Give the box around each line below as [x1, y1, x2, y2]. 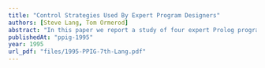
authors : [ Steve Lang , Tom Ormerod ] [8, 19, 129, 27]
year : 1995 [8, 41, 44, 48]
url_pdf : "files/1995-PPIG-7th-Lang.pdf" [8, 48, 147, 55]
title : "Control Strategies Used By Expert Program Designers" [8, 11, 221, 20]
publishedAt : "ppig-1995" [8, 33, 93, 41]
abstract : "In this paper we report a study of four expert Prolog [8, 26, 235, 34]
